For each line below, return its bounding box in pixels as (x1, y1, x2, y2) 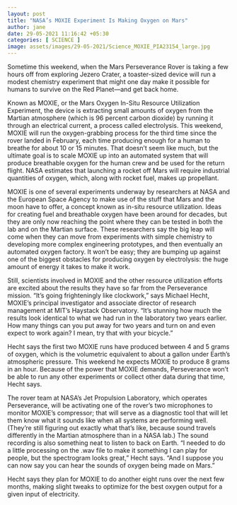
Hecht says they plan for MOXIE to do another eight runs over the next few (7, 475, 225, 483)
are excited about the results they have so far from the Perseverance (7, 284, 208, 292)
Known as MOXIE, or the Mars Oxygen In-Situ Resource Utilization (7, 99, 200, 107)
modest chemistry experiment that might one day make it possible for (7, 78, 210, 85)
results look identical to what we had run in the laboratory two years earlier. (7, 314, 228, 322)
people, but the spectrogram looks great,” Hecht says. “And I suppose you (7, 453, 224, 462)
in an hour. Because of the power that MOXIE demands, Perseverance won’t (7, 365, 229, 373)
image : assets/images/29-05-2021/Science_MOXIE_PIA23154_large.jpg (7, 43, 211, 50)
